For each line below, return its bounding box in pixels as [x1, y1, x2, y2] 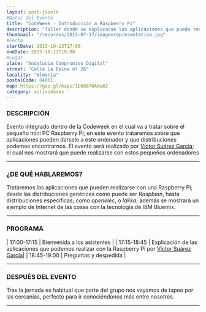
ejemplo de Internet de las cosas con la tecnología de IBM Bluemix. [6, 204, 176, 211]
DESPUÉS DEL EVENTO [6, 272, 77, 281]
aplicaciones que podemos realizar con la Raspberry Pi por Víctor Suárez [6, 245, 191, 252]
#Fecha [6, 37, 23, 44]
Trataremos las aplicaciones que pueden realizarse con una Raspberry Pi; [6, 184, 193, 191]
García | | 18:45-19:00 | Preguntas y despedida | [6, 251, 126, 259]
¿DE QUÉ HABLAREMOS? [6, 170, 83, 178]
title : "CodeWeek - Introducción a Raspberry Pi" [6, 20, 136, 26]
